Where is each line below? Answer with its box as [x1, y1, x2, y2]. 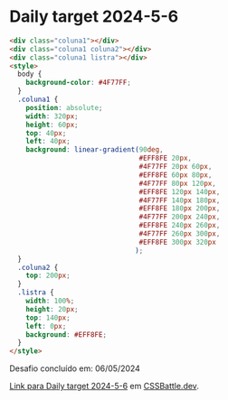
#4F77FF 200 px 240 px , [138, 212, 221, 222]
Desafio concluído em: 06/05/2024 [9, 363, 140, 374]
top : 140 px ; [25, 313, 71, 322]
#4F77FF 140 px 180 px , [138, 196, 221, 205]
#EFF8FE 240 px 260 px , [138, 221, 221, 230]
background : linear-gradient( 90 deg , [25, 145, 165, 154]
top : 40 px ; [25, 128, 67, 137]
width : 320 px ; [25, 111, 79, 121]
